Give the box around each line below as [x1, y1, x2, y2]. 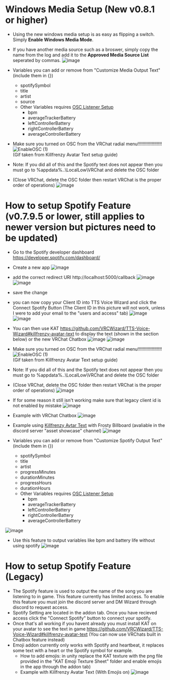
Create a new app [12, 264, 50, 270]
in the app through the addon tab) [20, 663, 91, 669]
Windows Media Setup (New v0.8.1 [5, 4, 155, 15]
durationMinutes [20, 474, 55, 480]
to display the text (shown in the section [75, 330, 159, 336]
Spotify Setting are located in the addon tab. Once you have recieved [12, 609, 157, 615]
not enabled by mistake [12, 403, 62, 409]
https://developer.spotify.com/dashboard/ [12, 254, 100, 260]
